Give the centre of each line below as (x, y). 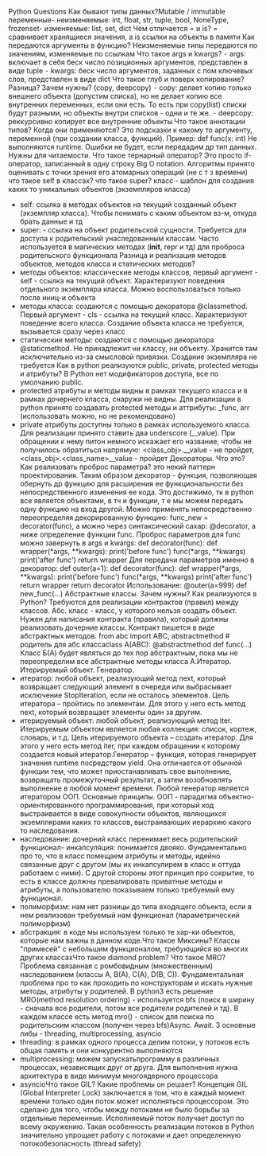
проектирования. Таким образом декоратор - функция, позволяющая (139, 475)
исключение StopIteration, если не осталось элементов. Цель (124, 695)
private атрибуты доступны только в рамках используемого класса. (135, 424)
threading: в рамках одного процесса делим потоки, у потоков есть (135, 1042)
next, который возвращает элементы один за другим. (111, 712)
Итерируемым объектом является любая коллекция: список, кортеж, (138, 729)
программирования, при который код (150, 805)
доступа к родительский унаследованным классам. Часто (119, 238)
